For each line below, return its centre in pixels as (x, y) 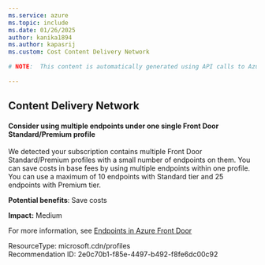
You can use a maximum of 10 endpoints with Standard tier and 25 (116, 177)
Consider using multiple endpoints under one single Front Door (114, 126)
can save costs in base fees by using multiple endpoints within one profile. (129, 168)
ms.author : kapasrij (42, 45)
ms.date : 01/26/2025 (42, 30)
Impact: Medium (35, 215)
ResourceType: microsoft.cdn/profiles (69, 246)
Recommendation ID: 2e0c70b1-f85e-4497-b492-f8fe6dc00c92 (113, 254)
